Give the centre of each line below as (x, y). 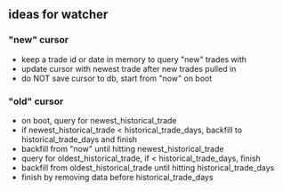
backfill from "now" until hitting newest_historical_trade (122, 148)
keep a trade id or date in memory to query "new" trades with (133, 59)
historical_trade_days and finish (79, 139)
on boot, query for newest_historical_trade (99, 120)
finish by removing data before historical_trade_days (117, 177)
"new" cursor (38, 40)
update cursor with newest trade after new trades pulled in (129, 68)
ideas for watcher (58, 15)
